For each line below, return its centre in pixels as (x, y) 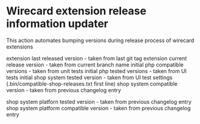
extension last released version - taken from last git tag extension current (97, 58)
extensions (20, 47)
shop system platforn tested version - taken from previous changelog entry (99, 102)
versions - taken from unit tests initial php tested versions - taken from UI (96, 71)
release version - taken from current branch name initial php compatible (95, 65)
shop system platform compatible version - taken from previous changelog (99, 108)
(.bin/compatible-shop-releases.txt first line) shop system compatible (92, 84)
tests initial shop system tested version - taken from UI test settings (89, 77)
